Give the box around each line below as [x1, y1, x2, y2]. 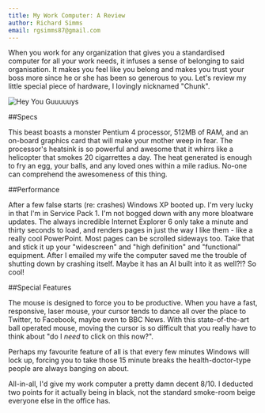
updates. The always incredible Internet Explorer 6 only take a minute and [8, 217, 248, 226]
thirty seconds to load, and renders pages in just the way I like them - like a [8, 225, 253, 235]
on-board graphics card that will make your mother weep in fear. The [8, 136, 233, 146]
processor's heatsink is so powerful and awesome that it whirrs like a [8, 144, 233, 154]
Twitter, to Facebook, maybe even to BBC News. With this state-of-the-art [8, 315, 249, 324]
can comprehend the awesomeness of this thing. [8, 169, 168, 179]
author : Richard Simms [8, 19, 83, 27]
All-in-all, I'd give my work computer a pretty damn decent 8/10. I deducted [8, 379, 254, 388]
